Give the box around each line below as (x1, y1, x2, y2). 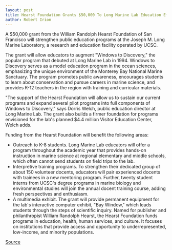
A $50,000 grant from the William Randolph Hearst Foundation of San (5, 31, 152, 37)
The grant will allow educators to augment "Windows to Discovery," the (5, 52, 156, 58)
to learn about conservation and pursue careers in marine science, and (5, 79, 155, 85)
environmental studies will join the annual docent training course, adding (12, 185, 166, 191)
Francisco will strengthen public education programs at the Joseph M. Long (5, 36, 165, 43)
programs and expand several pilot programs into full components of (5, 100, 150, 106)
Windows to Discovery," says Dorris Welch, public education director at (5, 106, 156, 112)
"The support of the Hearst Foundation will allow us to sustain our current (5, 94, 161, 101)
